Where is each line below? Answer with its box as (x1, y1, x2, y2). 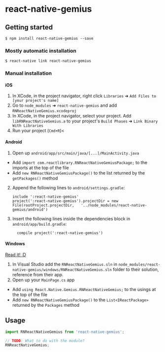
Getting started (5, 23, 53, 31)
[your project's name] (12, 98, 59, 103)
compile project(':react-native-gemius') (17, 230, 103, 235)
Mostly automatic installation (5, 47, 77, 54)
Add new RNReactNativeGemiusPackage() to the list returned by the (12, 170, 145, 176)
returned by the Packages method (12, 302, 80, 308)
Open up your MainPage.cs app (12, 277, 75, 283)
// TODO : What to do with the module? (5, 338, 85, 343)
